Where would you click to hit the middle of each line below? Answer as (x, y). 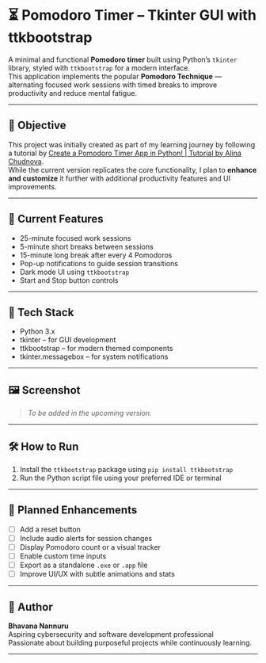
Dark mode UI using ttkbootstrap (74, 272)
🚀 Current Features (56, 219)
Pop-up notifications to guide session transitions (99, 263)
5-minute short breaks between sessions (87, 246)
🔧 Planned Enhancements (73, 511)
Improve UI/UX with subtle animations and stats (97, 574)
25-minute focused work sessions (75, 238)
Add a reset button (50, 529)
